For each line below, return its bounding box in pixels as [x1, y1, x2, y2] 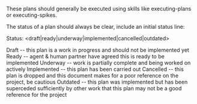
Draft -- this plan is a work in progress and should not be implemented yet [6, 46, 189, 54]
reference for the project [6, 91, 67, 98]
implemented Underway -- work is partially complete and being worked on [6, 60, 191, 66]
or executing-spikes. [6, 11, 57, 19]
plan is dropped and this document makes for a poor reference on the [6, 72, 179, 79]
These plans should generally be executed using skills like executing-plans [6, 5, 192, 12]
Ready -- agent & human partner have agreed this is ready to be [6, 53, 165, 60]
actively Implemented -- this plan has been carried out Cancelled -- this [6, 66, 184, 73]
